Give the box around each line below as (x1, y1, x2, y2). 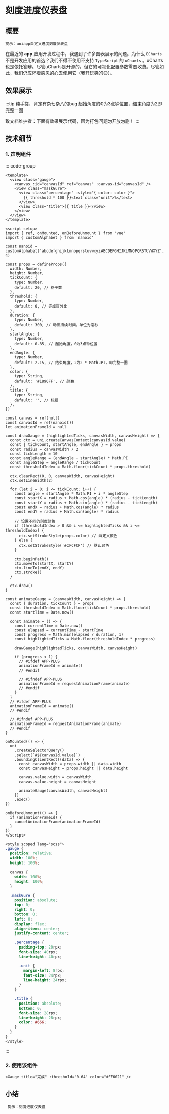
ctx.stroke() (14, 570, 42, 575)
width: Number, (10, 266, 42, 271)
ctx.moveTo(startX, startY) (14, 561, 74, 566)
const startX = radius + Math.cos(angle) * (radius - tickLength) (14, 495, 158, 500)
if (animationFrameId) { (10, 815, 62, 820)
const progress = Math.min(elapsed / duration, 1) (14, 632, 124, 637)
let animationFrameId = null (5, 424, 67, 429)
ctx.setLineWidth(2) (10, 478, 53, 483)
